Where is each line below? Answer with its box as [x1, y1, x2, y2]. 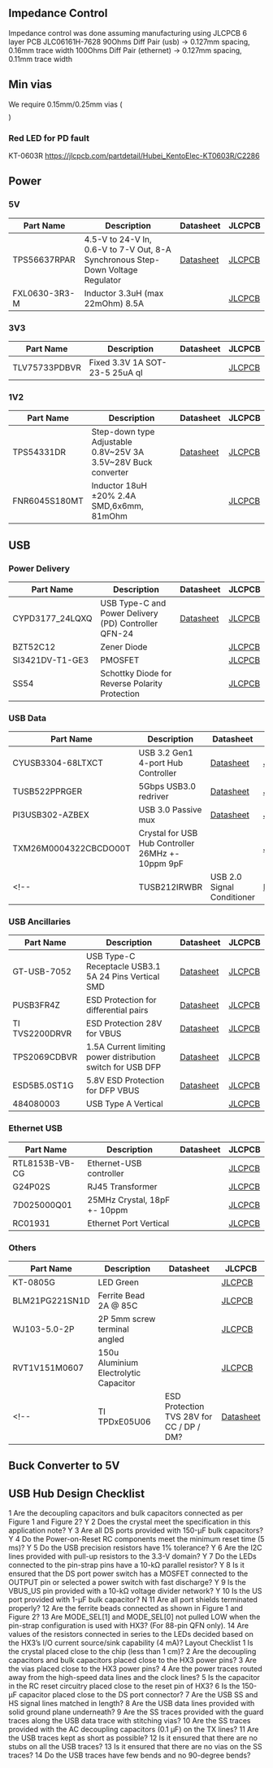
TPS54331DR [12, 447, 67, 458]
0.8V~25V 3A [91, 447, 145, 458]
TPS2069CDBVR [12, 1052, 78, 1063]
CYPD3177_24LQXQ [12, 612, 93, 624]
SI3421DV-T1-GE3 [12, 654, 89, 666]
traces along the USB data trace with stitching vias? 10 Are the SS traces [8, 1716, 251, 1726]
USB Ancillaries [8, 916, 71, 927]
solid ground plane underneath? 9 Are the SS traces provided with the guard [8, 1707, 264, 1717]
